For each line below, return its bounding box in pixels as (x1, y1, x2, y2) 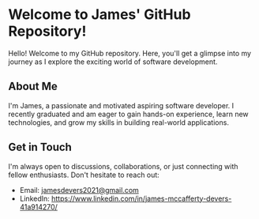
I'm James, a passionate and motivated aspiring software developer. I (8, 100, 235, 110)
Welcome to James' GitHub (8, 6, 191, 24)
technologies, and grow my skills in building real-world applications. (8, 117, 229, 127)
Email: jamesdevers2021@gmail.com (19, 185, 140, 194)
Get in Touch (8, 141, 73, 154)
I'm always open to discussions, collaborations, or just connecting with (8, 161, 238, 171)
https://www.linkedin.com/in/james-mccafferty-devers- (51, 194, 232, 203)
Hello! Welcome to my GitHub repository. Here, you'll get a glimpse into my (8, 48, 251, 58)
